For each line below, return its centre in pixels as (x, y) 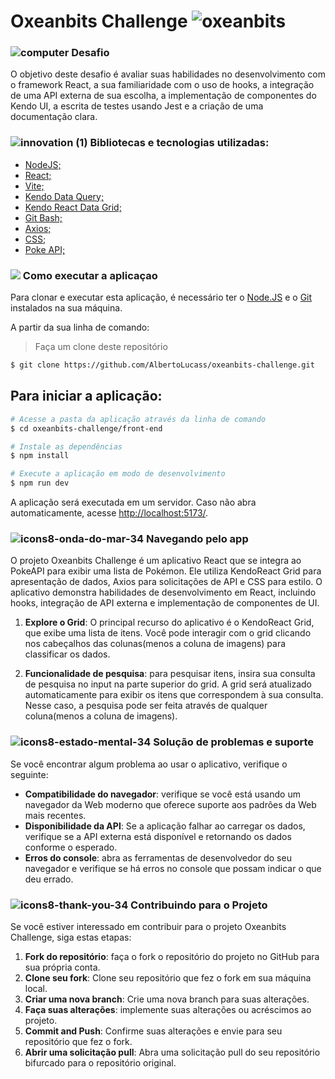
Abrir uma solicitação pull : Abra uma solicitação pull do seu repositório (172, 1052)
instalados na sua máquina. (66, 308)
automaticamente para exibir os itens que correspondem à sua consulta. (174, 695)
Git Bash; (43, 217)
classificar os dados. (67, 654)
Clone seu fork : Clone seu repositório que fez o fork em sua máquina (168, 977)
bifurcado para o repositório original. (100, 1062)
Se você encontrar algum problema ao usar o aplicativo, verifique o (149, 764)
